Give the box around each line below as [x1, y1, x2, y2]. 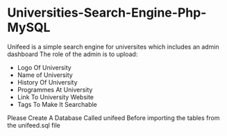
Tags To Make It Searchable [17, 100, 97, 108]
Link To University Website [17, 92, 94, 101]
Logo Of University [17, 63, 72, 71]
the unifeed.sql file [7, 121, 61, 129]
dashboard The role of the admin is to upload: [7, 50, 138, 58]
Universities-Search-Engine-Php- [7, 5, 207, 21]
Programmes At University [17, 85, 93, 94]
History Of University [17, 78, 78, 86]
